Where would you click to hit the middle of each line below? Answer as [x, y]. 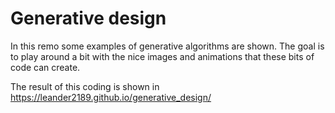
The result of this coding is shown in [85, 86]
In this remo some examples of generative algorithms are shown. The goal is [167, 46]
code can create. [45, 67]
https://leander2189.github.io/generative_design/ [111, 97]
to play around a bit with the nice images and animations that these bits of [162, 56]
